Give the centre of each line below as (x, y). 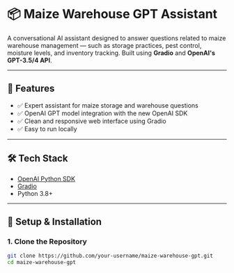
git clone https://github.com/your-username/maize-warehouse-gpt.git (110, 256)
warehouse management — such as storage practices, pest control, (104, 45)
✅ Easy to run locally (47, 129)
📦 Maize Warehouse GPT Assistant (112, 14)
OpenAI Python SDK (46, 179)
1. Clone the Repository (47, 241)
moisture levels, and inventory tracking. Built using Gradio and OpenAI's (111, 53)
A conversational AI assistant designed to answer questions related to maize (117, 38)
